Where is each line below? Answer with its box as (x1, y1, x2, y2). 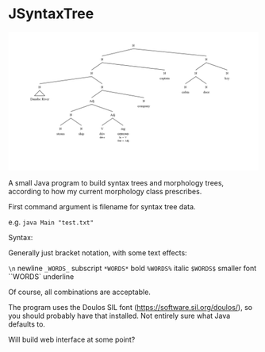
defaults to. (8, 319, 46, 329)
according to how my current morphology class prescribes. (8, 186, 202, 196)
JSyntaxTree (8, 5, 94, 23)
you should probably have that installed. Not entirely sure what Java (8, 311, 231, 320)
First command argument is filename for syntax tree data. (8, 201, 196, 211)
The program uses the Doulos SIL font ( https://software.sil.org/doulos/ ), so (8, 302, 252, 312)
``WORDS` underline (8, 271, 75, 281)
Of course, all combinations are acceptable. (8, 287, 151, 297)
